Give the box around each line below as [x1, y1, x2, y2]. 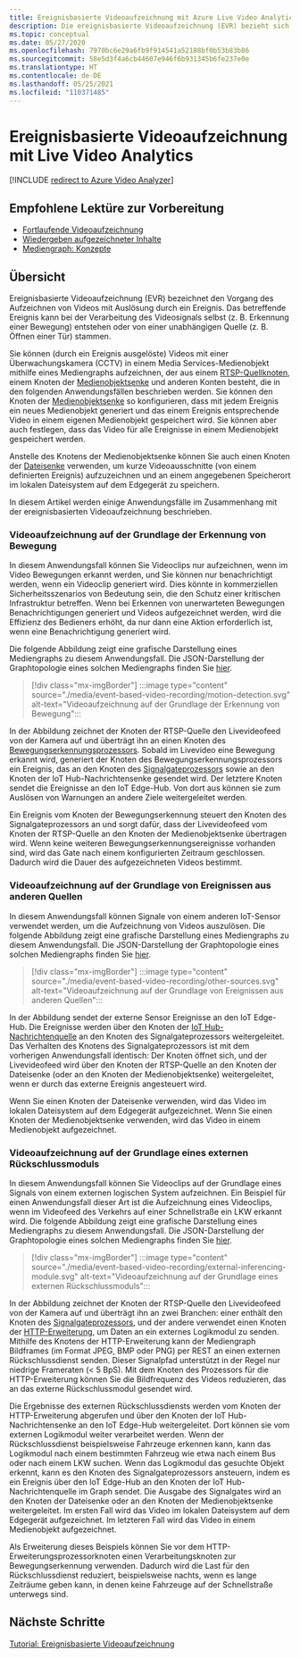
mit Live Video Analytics [9, 145, 194, 165]
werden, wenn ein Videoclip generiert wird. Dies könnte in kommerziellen [9, 579, 279, 590]
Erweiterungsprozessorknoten [9, 1551, 121, 1562]
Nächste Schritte [9, 1614, 105, 1630]
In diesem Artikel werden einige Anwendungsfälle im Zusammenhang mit [9, 497, 278, 507]
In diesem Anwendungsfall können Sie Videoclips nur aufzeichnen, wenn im [9, 560, 288, 571]
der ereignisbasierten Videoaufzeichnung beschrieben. [9, 507, 212, 517]
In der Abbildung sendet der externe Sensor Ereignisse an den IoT [9, 1011, 253, 1023]
